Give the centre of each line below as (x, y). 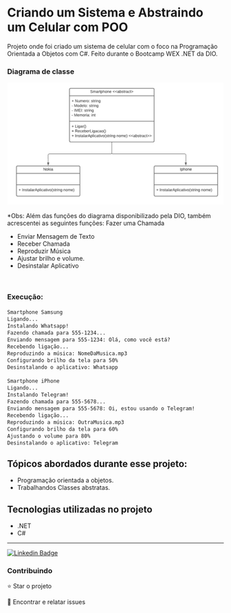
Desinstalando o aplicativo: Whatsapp (63, 367)
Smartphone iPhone (33, 381)
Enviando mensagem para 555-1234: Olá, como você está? (89, 340)
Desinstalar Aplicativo (48, 266)
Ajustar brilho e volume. (51, 259)
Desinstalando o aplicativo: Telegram (63, 443)
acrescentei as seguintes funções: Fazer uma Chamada (86, 223)
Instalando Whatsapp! (38, 326)
